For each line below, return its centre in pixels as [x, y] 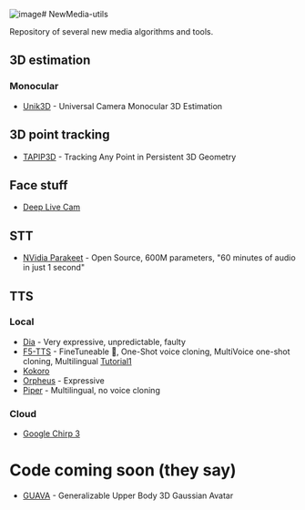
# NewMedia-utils [75, 14]
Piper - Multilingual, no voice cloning [91, 390]
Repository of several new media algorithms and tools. [112, 31]
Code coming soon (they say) [123, 470]
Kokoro [36, 371]
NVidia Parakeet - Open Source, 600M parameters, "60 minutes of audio [159, 258]
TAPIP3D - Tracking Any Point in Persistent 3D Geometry [129, 157]
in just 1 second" [53, 268]
